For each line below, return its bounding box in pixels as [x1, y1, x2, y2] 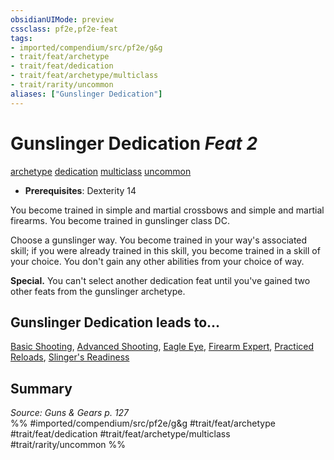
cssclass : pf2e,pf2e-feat [10, 24, 118, 34]
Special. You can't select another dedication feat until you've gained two [10, 274, 311, 286]
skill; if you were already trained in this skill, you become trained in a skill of [10, 244, 321, 256]
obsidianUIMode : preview [10, 14, 114, 25]
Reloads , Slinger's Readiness [10, 351, 130, 363]
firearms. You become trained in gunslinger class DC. [10, 214, 230, 226]
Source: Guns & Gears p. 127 [10, 407, 130, 419]
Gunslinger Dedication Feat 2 [10, 132, 258, 155]
